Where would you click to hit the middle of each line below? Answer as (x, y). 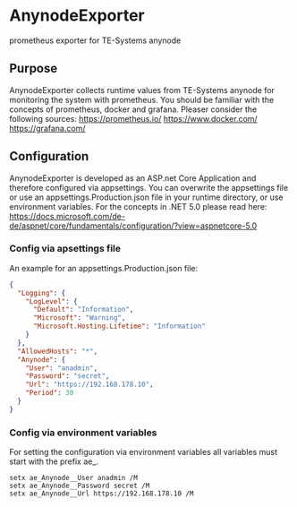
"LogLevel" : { (51, 301)
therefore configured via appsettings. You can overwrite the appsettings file (149, 187)
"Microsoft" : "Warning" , (79, 318)
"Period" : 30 (50, 393)
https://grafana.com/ (47, 128)
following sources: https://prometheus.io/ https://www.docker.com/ (133, 118)
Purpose (34, 69)
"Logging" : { (42, 293)
